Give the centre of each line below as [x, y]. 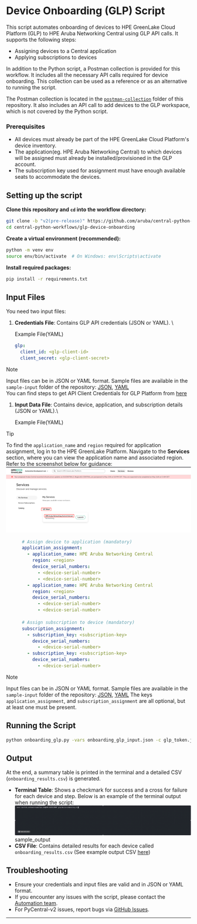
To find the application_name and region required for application [84, 445]
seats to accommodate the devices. [58, 177]
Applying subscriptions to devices [56, 57]
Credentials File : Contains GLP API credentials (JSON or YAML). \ [94, 323]
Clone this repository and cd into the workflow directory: [76, 209]
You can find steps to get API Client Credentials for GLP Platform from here [97, 393]
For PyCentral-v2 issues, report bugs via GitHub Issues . [82, 909]
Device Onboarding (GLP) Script [86, 11]
